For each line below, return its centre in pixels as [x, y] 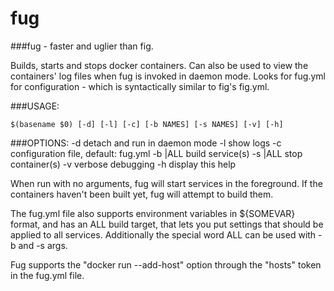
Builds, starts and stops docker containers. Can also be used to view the [159, 65]
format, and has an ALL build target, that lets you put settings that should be [167, 224]
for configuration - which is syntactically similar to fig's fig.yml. [140, 86]
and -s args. [43, 245]
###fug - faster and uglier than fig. [82, 46]
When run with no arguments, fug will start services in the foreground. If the [166, 183]
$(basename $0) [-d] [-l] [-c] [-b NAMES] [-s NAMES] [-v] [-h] [147, 124]
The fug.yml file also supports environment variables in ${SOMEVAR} [153, 213]
